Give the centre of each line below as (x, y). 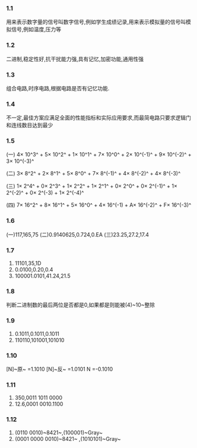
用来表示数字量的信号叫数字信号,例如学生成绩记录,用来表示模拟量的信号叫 (96, 22)
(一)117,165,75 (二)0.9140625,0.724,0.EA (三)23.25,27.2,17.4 (78, 234)
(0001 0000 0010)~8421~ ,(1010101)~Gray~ (68, 438)
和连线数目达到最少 (30, 125)
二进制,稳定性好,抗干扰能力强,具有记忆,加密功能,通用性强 (75, 59)
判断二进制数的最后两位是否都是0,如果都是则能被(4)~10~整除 (81, 305)
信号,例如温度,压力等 (36, 29)
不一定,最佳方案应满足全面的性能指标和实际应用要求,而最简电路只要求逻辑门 (99, 118)
